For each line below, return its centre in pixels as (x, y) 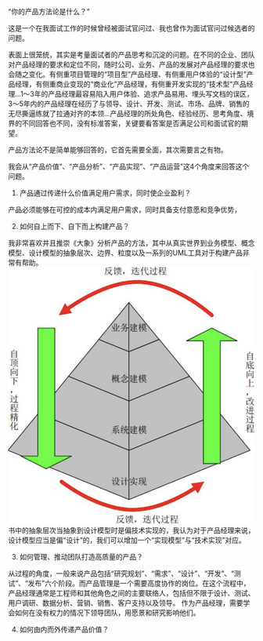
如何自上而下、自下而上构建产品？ (74, 226)
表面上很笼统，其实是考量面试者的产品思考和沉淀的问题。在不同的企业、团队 (131, 55)
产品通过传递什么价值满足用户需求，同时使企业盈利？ (105, 193)
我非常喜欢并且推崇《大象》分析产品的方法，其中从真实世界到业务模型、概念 (131, 243)
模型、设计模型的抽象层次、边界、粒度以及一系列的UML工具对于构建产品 (125, 253)
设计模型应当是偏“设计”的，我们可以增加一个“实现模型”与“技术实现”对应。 (127, 540)
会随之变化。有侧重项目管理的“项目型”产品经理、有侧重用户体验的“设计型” (127, 74)
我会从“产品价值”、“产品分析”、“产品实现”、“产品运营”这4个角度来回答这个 (129, 166)
